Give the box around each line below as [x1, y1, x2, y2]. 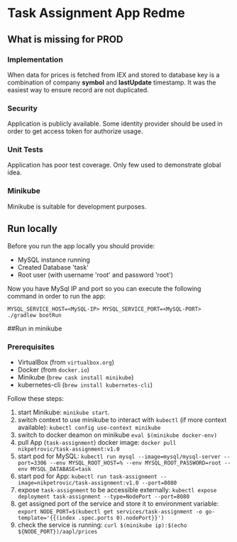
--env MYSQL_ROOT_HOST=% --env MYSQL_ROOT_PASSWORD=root [49, 459, 221, 466]
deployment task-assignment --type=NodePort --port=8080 [17, 493, 190, 500]
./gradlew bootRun [7, 311, 62, 319]
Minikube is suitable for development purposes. [7, 202, 147, 211]
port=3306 [17, 459, 48, 466]
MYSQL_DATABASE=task [31, 465, 92, 472]
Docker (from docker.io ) [17, 365, 90, 374]
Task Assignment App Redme [7, 5, 186, 21]
